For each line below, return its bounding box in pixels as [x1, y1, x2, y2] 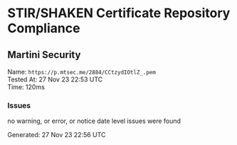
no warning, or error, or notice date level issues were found [7, 116, 181, 126]
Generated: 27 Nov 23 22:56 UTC [7, 131, 106, 139]
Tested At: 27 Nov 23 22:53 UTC [7, 75, 103, 84]
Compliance [7, 20, 80, 36]
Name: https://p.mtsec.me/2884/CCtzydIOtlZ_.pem [7, 68, 157, 76]
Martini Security [7, 49, 81, 61]
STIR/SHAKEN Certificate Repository [7, 5, 231, 21]
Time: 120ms [7, 83, 45, 91]
